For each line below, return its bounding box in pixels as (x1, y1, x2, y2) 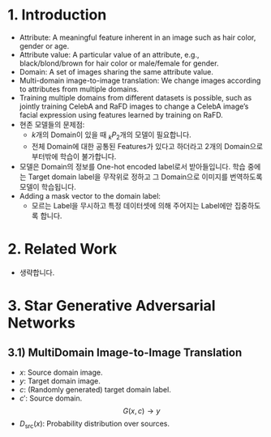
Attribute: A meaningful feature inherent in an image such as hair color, (19, 32, 256, 42)
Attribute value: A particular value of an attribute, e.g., (19, 49, 200, 59)
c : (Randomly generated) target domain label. (19, 384, 171, 394)
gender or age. (19, 41, 70, 50)
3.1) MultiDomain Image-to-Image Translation (7, 346, 243, 360)
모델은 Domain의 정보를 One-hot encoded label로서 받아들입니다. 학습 (19, 161, 246, 171)
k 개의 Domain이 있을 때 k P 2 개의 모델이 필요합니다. (31, 130, 191, 141)
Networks (7, 314, 76, 332)
